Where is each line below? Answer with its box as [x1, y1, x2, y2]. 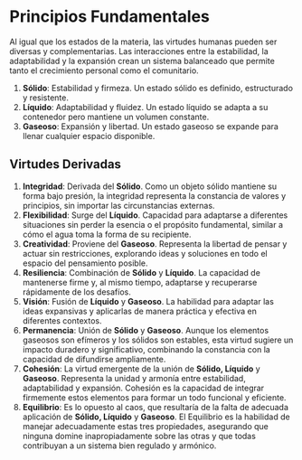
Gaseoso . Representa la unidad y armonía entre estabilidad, [22, 372, 246, 383]
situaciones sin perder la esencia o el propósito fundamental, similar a [22, 219, 283, 230]
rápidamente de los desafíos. [22, 286, 131, 297]
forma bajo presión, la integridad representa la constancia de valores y [22, 190, 287, 201]
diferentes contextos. [22, 314, 102, 326]
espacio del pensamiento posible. [22, 258, 148, 268]
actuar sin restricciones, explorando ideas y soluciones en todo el [22, 248, 269, 258]
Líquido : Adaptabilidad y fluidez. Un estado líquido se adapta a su [22, 101, 269, 112]
